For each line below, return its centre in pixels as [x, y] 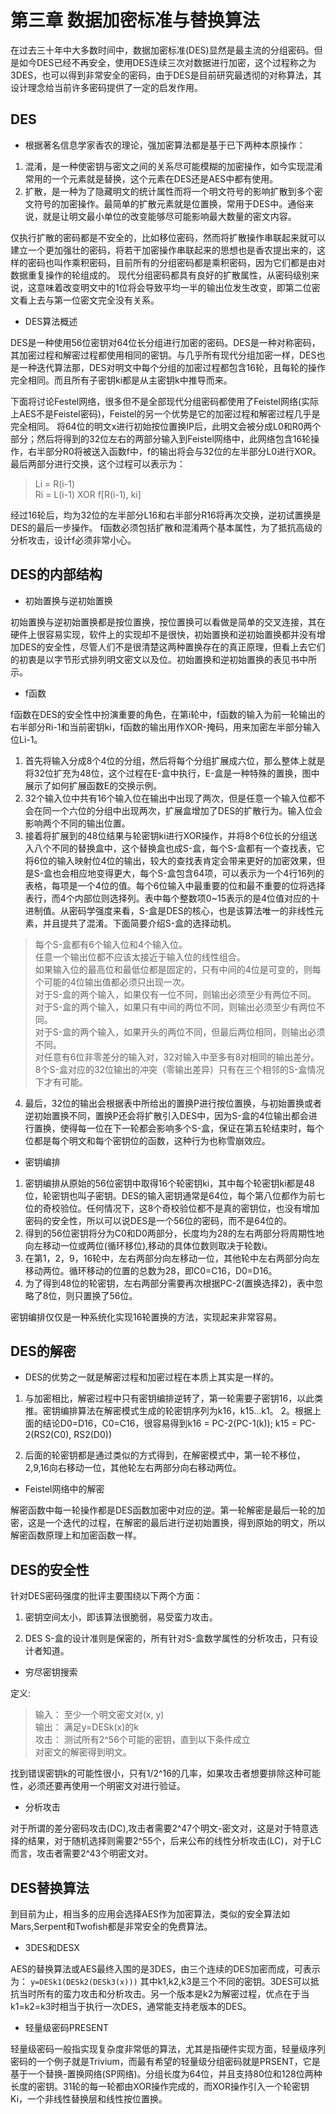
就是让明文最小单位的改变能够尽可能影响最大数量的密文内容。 [169, 216]
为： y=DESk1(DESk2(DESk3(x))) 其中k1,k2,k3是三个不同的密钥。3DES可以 [160, 1981]
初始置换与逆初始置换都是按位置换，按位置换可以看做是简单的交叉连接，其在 [168, 622]
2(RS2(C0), [48, 1435]
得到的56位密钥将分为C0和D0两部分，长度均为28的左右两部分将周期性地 [174, 1233]
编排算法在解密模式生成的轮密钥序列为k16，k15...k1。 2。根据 [186, 1411]
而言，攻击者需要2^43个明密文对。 [82, 1853]
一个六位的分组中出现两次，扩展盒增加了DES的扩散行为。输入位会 [187, 810]
